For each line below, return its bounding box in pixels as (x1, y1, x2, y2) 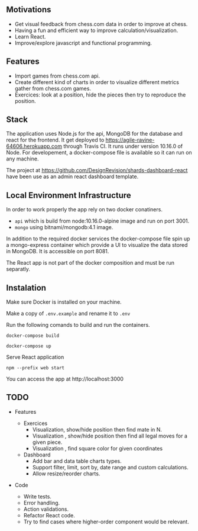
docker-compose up (6, 343, 51, 349)
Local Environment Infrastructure (6, 190, 131, 200)
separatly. (6, 266, 31, 273)
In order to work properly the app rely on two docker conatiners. (6, 206, 163, 213)
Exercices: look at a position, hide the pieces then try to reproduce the (14, 91, 186, 98)
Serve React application (6, 353, 64, 361)
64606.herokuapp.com (6, 143, 63, 150)
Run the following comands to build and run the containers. (6, 321, 150, 329)
